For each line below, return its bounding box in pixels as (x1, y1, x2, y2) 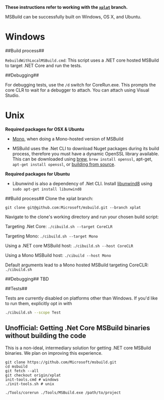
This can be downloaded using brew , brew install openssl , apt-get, (12, 156, 153, 162)
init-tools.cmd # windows (5, 377, 59, 382)
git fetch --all (5, 368, 39, 373)
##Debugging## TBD (5, 276, 49, 282)
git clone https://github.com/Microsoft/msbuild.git (5, 360, 117, 365)
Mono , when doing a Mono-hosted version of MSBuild (12, 136, 124, 142)
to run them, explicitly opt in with (5, 300, 72, 306)
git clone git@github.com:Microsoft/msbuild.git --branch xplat (5, 205, 141, 210)
